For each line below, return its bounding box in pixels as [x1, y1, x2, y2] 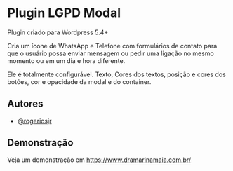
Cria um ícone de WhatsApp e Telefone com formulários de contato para [7, 41, 218, 50]
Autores [7, 98, 44, 110]
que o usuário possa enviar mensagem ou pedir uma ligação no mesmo [7, 49, 214, 57]
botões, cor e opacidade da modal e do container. [7, 77, 152, 85]
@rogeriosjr [17, 116, 52, 125]
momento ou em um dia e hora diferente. [7, 56, 126, 64]
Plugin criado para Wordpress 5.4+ [7, 28, 109, 36]
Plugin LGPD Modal [7, 5, 121, 21]
